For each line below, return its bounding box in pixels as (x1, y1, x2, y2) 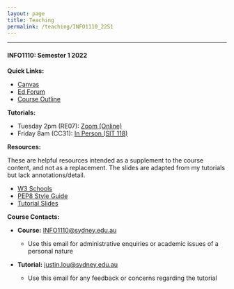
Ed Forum (17, 88, 45, 96)
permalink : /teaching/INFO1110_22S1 (7, 23, 114, 30)
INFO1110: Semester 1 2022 (7, 51, 88, 59)
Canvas (17, 80, 40, 88)
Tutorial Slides (17, 199, 58, 207)
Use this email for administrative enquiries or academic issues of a (27, 239, 219, 247)
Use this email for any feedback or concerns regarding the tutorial (27, 274, 217, 282)
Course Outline (17, 94, 61, 103)
